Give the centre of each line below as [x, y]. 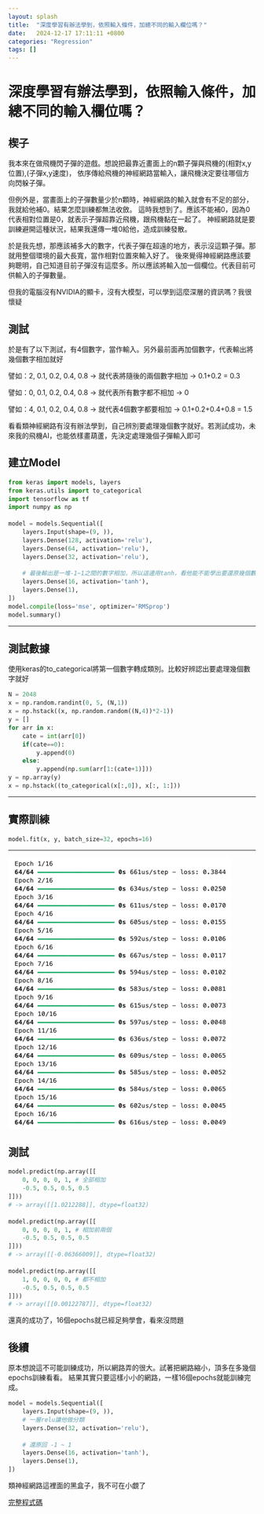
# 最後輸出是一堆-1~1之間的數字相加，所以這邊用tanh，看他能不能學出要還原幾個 [136, 573]
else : [31, 761]
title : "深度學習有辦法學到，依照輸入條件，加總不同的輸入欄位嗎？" [108, 25]
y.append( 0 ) [56, 753]
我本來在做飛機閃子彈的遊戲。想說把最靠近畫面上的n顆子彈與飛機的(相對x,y [130, 163]
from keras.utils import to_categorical [75, 491]
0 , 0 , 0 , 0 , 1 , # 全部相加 [64, 1180]
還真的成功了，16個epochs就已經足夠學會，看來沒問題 [96, 1320]
